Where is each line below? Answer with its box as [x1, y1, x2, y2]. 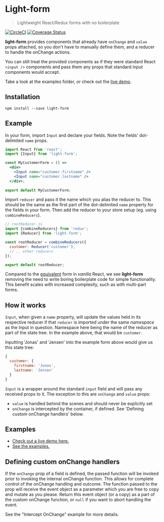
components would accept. [5, 69, 60, 75]
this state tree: [5, 345, 34, 351]
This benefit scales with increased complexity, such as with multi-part [5, 281, 146, 288]
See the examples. [12, 443, 50, 449]
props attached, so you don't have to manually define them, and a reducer [5, 44, 155, 50]
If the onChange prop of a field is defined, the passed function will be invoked [5, 470, 159, 477]
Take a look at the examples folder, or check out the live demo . [5, 79, 132, 84]
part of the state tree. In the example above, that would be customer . [5, 330, 142, 336]
